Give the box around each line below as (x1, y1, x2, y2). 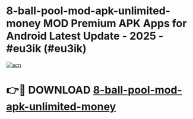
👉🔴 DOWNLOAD (6, 83, 91, 97)
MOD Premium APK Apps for (43, 17, 187, 30)
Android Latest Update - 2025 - (6, 30, 164, 43)
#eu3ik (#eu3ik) (6, 42, 87, 56)
